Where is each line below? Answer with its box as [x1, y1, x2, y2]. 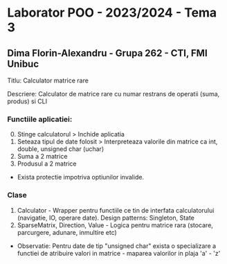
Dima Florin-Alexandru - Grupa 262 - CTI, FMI [7, 47, 208, 59]
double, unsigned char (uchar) [17, 145, 105, 153]
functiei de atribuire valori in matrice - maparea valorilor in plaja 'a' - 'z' [17, 249, 221, 257]
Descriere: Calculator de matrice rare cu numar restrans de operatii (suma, [7, 90, 220, 98]
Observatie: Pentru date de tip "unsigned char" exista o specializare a [17, 241, 217, 250]
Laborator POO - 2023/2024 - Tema [7, 5, 217, 21]
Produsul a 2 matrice [17, 159, 77, 168]
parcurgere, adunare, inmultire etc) [17, 228, 118, 236]
